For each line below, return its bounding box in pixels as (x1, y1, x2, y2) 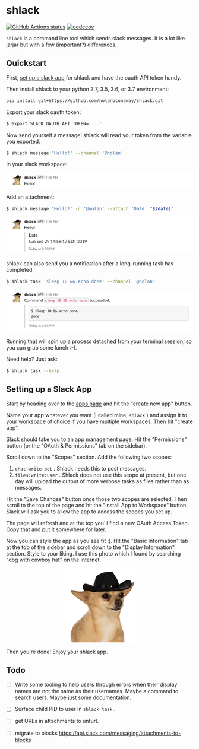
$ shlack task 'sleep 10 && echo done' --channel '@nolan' (6, 278, 156, 284)
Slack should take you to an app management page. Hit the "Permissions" (6, 436, 187, 443)
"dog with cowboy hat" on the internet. (6, 556, 102, 563)
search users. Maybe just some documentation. (14, 694, 132, 701)
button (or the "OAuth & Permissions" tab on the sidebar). (6, 442, 147, 449)
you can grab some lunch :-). (6, 344, 77, 351)
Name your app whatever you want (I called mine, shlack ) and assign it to (6, 411, 187, 418)
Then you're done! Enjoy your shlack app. (6, 648, 108, 655)
